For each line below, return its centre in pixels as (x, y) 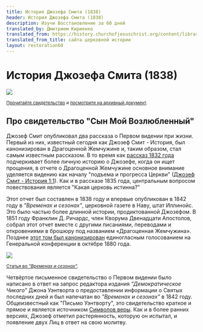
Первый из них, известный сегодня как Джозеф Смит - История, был (96, 142)
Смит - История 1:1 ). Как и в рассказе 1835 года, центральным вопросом (101, 180)
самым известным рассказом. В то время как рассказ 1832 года (90, 155)
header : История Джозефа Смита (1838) (55, 18)
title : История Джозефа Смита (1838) (54, 12)
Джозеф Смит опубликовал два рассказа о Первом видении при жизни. (100, 136)
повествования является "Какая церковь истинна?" (73, 187)
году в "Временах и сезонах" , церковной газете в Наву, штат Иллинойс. (100, 205)
